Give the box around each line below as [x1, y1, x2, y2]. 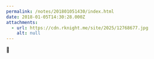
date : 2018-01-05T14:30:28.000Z [6, 14, 85, 20]
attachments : [6, 19, 38, 25]
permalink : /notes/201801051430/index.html [6, 8, 115, 15]
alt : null [16, 30, 41, 36]
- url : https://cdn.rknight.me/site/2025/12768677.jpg [11, 25, 149, 31]
